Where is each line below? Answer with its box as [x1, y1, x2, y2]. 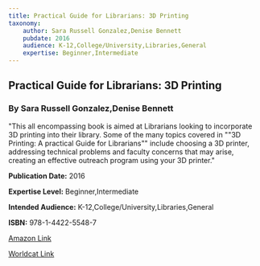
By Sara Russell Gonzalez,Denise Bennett [8, 103, 174, 114]
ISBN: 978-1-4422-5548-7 [8, 218, 97, 227]
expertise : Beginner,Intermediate [23, 49, 138, 57]
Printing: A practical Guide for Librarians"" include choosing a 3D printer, [8, 138, 250, 148]
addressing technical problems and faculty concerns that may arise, [8, 146, 234, 157]
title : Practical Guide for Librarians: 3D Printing [8, 11, 189, 20]
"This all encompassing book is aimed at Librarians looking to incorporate [8, 121, 253, 131]
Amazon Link [8, 233, 52, 243]
